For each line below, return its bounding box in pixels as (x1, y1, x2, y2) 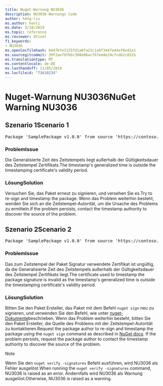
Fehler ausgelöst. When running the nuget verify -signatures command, (5, 365, 152, 371)
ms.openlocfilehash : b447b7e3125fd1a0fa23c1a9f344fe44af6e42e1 (5, 48, 136, 53)
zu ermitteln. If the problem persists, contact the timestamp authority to (5, 206, 147, 212)
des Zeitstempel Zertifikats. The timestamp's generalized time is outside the (5, 162, 156, 168)
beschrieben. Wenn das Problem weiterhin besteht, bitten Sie (28, 315, 151, 321)
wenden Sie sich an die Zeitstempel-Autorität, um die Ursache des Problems (5, 201, 158, 207)
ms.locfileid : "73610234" (5, 71, 57, 75)
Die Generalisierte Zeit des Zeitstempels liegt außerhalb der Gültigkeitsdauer (5, 157, 159, 163)
